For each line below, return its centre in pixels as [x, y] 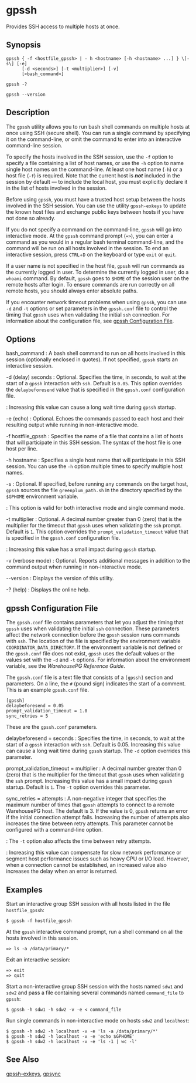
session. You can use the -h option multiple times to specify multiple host [94, 466]
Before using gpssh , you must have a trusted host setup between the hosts [96, 199]
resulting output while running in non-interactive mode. [73, 425]
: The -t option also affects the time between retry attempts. [79, 841]
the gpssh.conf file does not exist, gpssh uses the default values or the [90, 654]
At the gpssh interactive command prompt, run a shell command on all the [94, 932]
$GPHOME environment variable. [42, 496]
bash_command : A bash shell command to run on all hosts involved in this [96, 354]
